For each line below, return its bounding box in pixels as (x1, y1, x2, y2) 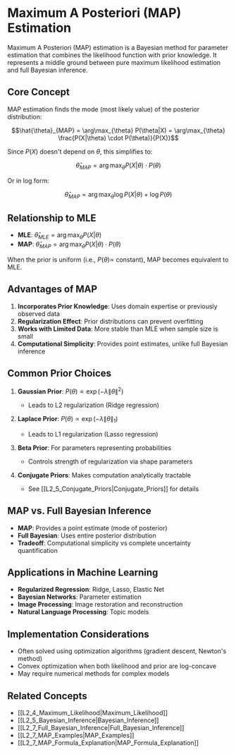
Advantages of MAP (7, 284, 97, 296)
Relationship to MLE (7, 212, 97, 224)
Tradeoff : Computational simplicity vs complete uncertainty (17, 538, 192, 547)
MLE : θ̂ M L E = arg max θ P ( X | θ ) (17, 231, 102, 241)
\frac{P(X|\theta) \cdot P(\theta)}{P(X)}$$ (58, 133, 179, 142)
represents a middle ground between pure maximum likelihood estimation (7, 58, 221, 66)
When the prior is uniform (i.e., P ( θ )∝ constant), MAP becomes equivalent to (7, 255, 229, 264)
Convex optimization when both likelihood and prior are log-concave (17, 662, 217, 671)
